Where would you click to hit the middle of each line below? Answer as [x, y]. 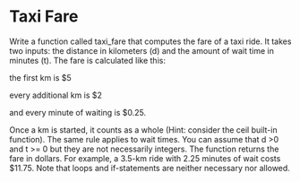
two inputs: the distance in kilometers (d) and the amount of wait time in [142, 50]
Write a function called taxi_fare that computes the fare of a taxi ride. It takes [150, 41]
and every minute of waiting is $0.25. [78, 112]
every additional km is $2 [56, 95]
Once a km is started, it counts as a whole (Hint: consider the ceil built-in [143, 130]
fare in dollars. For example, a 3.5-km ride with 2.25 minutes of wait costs [145, 158]
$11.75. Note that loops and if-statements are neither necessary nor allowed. [150, 168]
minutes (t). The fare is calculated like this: [87, 60]
